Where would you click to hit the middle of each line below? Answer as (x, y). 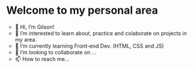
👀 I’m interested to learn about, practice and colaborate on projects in (101, 33)
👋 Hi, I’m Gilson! (35, 27)
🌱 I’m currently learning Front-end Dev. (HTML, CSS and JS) (89, 46)
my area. (26, 39)
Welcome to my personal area (82, 10)
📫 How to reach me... (42, 59)
